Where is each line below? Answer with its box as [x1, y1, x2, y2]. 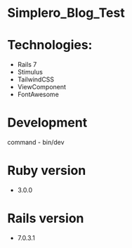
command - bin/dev [7, 138, 65, 147]
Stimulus [17, 68, 44, 77]
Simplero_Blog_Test [7, 5, 125, 21]
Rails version [7, 211, 84, 226]
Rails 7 [17, 60, 37, 69]
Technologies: [7, 37, 93, 53]
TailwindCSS [17, 75, 55, 84]
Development [7, 115, 88, 131]
